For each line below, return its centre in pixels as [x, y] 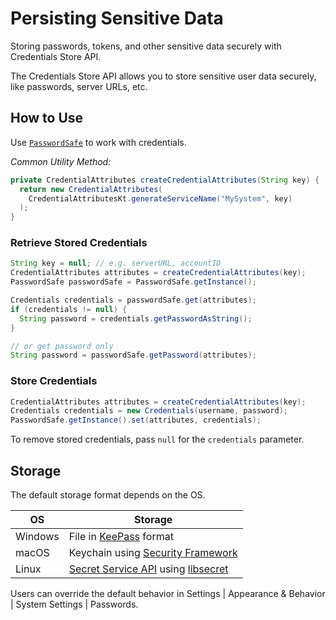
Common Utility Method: [61, 161]
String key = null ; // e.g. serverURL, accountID [116, 263]
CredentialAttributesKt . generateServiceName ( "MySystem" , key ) [160, 198]
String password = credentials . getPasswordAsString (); [136, 318]
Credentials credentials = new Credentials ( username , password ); [149, 411]
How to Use [47, 118]
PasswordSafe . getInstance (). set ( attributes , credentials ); [136, 420]
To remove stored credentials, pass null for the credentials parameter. [157, 439]
